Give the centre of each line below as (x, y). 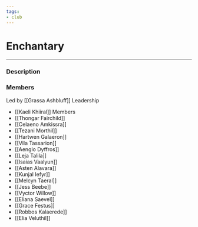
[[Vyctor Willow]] (35, 193)
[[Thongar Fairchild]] (40, 118)
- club (14, 17)
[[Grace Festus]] (34, 205)
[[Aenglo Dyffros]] (37, 149)
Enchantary (35, 46)
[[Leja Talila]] (31, 155)
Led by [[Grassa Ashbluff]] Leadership (53, 100)
